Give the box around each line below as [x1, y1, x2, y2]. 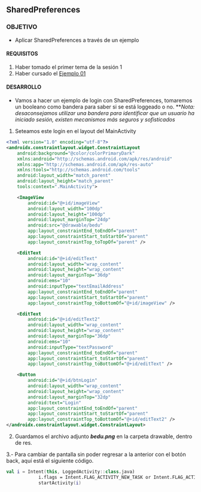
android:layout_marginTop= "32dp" [28, 394, 111, 400]
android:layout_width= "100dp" [28, 206, 103, 212]
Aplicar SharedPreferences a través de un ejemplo [14, 36, 139, 44]
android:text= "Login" [28, 400, 82, 406]
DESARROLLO [6, 83, 42, 90]
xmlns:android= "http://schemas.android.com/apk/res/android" [17, 156, 172, 162]
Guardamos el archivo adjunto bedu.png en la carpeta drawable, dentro [14, 433, 193, 440]
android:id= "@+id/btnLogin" [28, 378, 98, 384]
